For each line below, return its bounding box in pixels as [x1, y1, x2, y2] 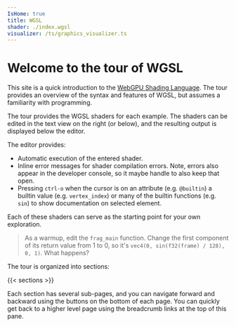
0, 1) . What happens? [24, 249, 90, 257]
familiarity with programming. [7, 98, 93, 107]
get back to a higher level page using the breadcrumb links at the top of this [7, 304, 227, 313]
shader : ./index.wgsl [7, 23, 71, 30]
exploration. [7, 220, 42, 229]
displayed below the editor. [7, 127, 86, 136]
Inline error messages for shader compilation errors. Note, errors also [17, 162, 219, 170]
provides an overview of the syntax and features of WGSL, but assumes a [7, 91, 221, 99]
